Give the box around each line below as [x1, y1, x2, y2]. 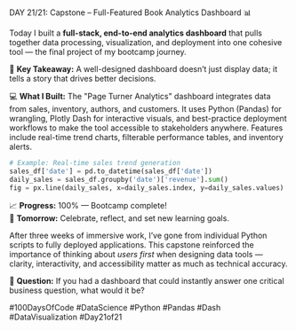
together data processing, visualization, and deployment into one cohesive [9, 37, 283, 47]
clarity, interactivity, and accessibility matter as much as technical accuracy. [9, 258, 288, 269]
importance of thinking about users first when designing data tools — [9, 248, 264, 259]
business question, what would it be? [9, 285, 145, 296]
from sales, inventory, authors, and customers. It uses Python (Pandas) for [9, 104, 282, 114]
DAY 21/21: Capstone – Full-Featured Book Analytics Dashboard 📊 [9, 7, 252, 18]
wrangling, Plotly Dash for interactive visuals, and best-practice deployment [9, 114, 287, 123]
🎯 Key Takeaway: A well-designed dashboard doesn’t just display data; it [9, 64, 278, 74]
